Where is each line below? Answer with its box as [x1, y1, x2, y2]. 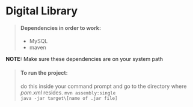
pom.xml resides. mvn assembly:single [20, 88, 116, 96]
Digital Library [5, 4, 78, 18]
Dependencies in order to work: [20, 24, 102, 31]
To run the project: [20, 69, 68, 76]
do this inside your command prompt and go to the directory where [20, 82, 187, 90]
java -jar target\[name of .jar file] [20, 95, 118, 101]
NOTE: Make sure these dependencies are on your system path [5, 56, 164, 63]
